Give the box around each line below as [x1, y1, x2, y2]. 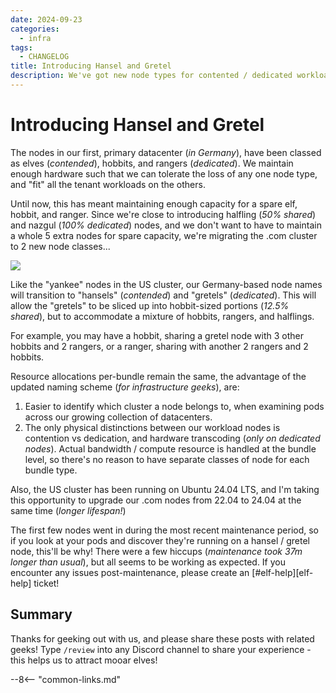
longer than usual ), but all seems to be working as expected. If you [10, 556, 287, 568]
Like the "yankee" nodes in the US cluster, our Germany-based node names [10, 278, 323, 290]
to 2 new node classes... [10, 240, 111, 252]
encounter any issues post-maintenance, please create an [10, 566, 250, 578]
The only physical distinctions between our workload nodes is [24, 421, 281, 433]
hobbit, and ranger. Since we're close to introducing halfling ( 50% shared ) [10, 208, 317, 220]
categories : [10, 24, 60, 34]
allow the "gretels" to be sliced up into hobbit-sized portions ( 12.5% [10, 299, 290, 311]
